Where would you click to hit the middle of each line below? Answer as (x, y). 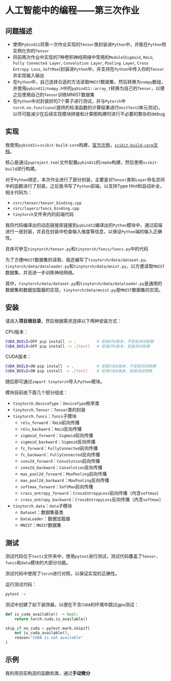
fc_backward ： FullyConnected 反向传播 (60, 455)
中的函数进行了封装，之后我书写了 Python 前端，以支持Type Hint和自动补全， (85, 186)
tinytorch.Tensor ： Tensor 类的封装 (49, 410)
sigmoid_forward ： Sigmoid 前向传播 (57, 435)
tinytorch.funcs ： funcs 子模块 (44, 416)
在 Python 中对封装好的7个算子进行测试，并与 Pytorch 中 (69, 101)
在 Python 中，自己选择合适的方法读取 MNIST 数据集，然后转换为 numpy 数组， (89, 82)
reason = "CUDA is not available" (49, 638)
